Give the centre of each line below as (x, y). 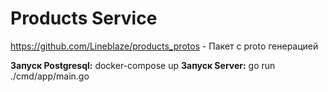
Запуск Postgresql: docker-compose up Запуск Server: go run (143, 65)
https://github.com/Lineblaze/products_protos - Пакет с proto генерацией (164, 46)
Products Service (84, 18)
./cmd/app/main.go (50, 76)
